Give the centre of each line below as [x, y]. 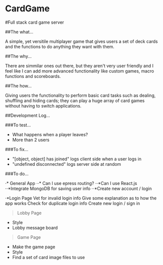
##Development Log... [28, 115]
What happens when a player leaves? [50, 134]
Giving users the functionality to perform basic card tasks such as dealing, [81, 95]
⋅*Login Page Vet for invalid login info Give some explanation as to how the [81, 198]
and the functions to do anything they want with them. [60, 46]
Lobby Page [29, 213]
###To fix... [17, 149]
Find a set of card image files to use [48, 257]
